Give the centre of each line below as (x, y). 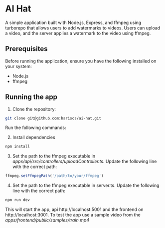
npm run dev (17, 200)
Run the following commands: (36, 127)
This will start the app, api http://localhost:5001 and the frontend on (74, 209)
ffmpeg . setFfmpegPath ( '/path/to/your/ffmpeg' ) (54, 176)
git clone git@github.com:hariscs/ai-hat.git (53, 118)
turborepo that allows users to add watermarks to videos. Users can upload (83, 27)
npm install (17, 146)
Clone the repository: (34, 109)
